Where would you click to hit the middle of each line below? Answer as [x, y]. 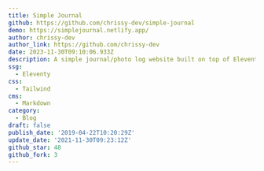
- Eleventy [33, 74]
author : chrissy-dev [42, 37]
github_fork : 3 [33, 154]
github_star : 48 [35, 147]
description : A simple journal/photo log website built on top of [119, 60]
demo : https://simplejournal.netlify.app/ [79, 30]
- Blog [26, 118]
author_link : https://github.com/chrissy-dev [84, 45]
